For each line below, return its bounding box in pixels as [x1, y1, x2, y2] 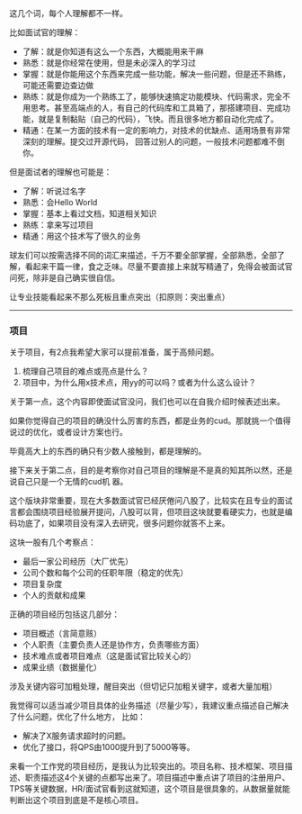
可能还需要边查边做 [22, 80, 94, 90]
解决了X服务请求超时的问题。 [22, 730, 131, 741]
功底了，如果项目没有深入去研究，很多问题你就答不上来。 [16, 518, 230, 529]
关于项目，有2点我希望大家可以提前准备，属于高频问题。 [9, 347, 219, 357]
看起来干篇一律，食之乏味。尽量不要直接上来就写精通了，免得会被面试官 [24, 261, 293, 272]
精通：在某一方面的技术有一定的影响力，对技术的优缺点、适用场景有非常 [22, 125, 290, 135]
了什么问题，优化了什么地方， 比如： [9, 711, 146, 722]
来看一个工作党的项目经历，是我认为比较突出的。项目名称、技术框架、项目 [9, 761, 285, 772]
